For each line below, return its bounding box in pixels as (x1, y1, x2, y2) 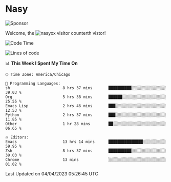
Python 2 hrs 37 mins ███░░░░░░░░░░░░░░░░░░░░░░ (5, 112, 166, 117)
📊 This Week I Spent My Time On (5, 60, 78, 66)
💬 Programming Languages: (5, 80, 60, 86)
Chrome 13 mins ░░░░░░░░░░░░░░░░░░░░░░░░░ (5, 157, 166, 162)
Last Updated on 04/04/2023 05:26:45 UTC (5, 170, 99, 177)
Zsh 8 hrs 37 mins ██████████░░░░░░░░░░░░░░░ (5, 148, 166, 153)
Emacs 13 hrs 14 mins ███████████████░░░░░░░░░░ (5, 139, 166, 144)
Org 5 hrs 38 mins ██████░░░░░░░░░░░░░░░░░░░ (5, 94, 166, 99)
